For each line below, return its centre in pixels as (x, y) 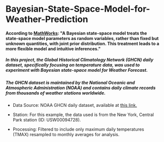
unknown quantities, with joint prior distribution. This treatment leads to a (82, 43)
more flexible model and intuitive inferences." (53, 49)
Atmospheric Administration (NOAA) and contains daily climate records (81, 88)
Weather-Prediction (47, 19)
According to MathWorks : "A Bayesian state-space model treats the (76, 33)
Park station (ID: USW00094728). (47, 120)
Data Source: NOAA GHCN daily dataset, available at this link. (75, 105)
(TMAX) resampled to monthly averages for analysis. (66, 135)
